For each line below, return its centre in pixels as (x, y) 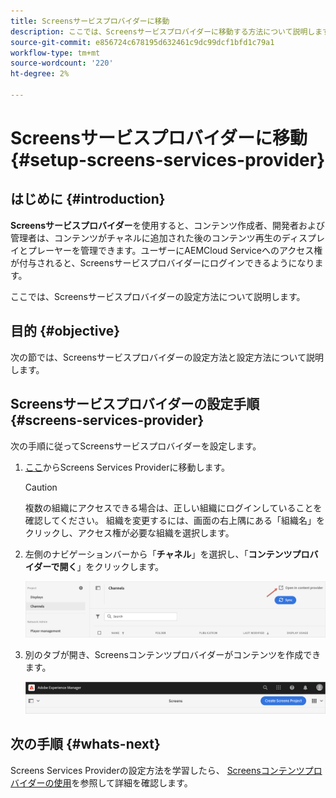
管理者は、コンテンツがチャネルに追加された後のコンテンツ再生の (146, 237)
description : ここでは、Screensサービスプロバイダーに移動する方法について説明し (163, 31)
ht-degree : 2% (40, 74)
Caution (41, 487)
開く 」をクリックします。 (112, 566)
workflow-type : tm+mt (55, 53)
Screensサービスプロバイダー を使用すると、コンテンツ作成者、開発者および (167, 225)
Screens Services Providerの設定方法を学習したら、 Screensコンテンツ (157, 770)
